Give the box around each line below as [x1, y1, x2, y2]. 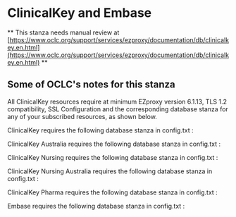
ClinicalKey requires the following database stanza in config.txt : [7, 125, 194, 135]
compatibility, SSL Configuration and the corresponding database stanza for [7, 104, 229, 113]
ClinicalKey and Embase [7, 5, 152, 21]
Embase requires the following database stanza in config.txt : [7, 201, 185, 210]
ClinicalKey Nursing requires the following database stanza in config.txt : [7, 153, 218, 161]
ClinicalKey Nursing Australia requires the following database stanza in [7, 167, 213, 175]
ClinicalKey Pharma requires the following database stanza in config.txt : [7, 188, 218, 197]
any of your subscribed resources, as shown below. [7, 112, 157, 120]
